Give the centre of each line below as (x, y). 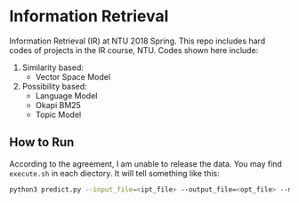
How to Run (42, 142)
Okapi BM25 (58, 105)
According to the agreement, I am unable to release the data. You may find (145, 164)
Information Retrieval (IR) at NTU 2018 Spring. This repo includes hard (137, 41)
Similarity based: (53, 67)
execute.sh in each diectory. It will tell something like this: (114, 173)
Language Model (66, 96)
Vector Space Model (73, 76)
